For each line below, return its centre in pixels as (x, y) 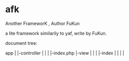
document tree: (21, 43)
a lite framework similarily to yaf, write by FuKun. (56, 33)
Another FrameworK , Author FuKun (43, 23)
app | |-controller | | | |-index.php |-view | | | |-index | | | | (65, 53)
